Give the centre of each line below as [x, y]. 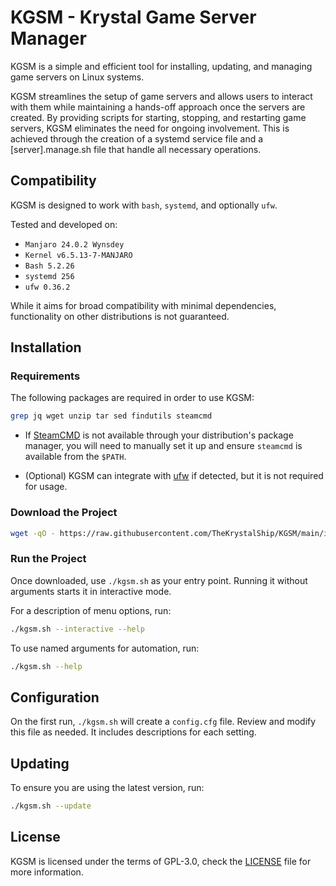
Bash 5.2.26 [49, 266]
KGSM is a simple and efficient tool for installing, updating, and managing [161, 66]
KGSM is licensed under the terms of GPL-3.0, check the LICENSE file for [161, 861]
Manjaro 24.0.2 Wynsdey [74, 244]
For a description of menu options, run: [91, 610]
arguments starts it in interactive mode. [91, 591]
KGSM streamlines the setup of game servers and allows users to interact [161, 96]
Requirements [45, 376]
